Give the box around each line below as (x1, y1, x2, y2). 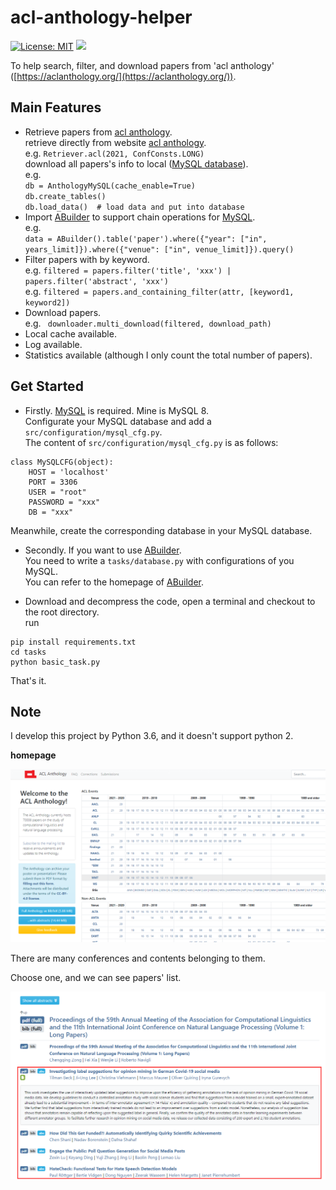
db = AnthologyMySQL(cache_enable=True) (24, 181, 196, 191)
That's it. (10, 674, 47, 686)
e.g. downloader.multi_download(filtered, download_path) (24, 317, 272, 329)
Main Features (10, 99, 102, 116)
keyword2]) (24, 297, 71, 308)
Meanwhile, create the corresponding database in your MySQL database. (10, 524, 313, 536)
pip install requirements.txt (10, 637, 137, 647)
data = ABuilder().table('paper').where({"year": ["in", (24, 234, 268, 244)
